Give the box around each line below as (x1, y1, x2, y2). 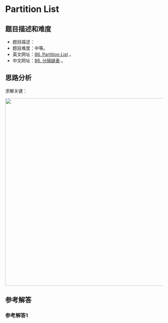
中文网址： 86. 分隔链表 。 (12, 57, 66, 63)
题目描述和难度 (5, 24, 51, 33)
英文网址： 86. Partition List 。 (12, 51, 74, 57)
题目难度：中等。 (12, 45, 48, 51)
